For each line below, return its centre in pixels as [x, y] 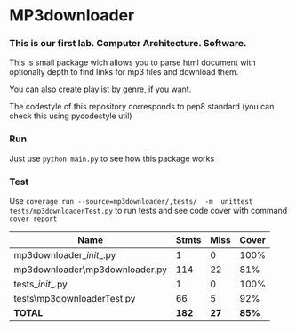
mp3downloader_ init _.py [65, 255]
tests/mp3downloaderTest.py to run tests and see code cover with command [148, 211]
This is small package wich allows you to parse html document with [132, 62]
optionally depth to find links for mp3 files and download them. [124, 72]
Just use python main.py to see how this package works [112, 158]
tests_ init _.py [41, 284]
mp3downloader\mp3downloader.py [90, 270]
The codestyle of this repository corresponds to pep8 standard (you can [142, 107]
